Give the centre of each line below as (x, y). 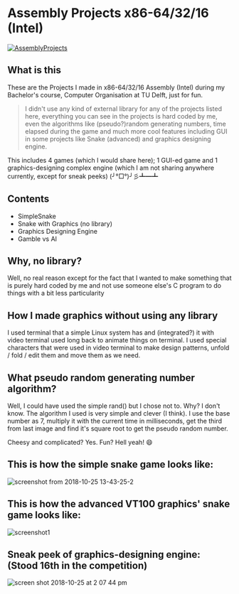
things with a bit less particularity (56, 293)
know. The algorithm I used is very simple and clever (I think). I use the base (119, 413)
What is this (34, 70)
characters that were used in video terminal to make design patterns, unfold (118, 348)
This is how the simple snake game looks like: (111, 464)
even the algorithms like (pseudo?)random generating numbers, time (125, 124)
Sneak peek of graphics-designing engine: (104, 555)
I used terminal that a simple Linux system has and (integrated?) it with (111, 333)
